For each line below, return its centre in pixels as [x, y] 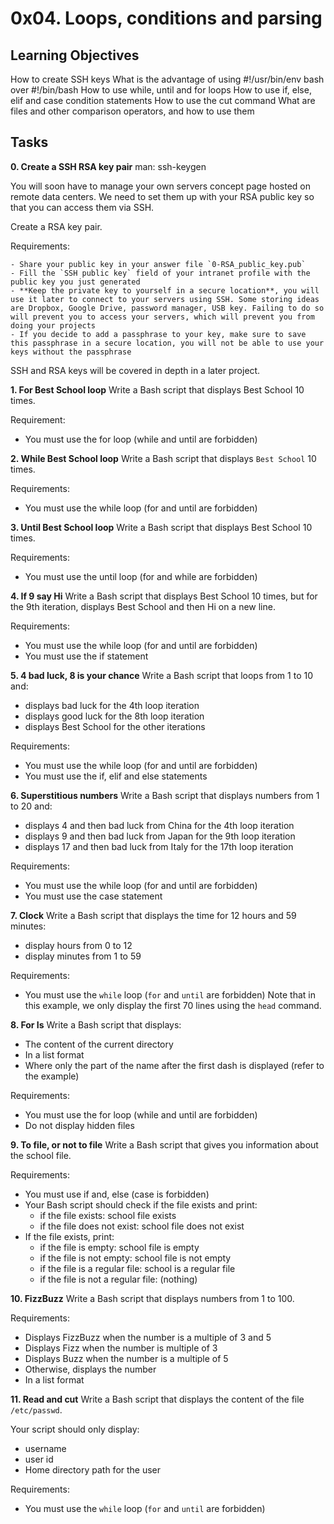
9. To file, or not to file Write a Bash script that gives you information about [164, 1144]
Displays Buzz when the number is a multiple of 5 [126, 1358]
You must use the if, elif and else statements [116, 776]
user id [39, 1459]
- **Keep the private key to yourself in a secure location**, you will [165, 290]
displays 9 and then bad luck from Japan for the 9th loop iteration [160, 836]
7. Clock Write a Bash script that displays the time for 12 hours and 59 [153, 915]
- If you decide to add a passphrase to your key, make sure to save [158, 334]
